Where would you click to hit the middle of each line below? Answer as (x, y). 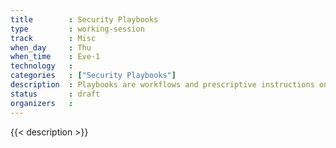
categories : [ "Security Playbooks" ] (93, 76)
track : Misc (53, 38)
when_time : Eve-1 (55, 57)
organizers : (42, 103)
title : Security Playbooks (84, 19)
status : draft (55, 94)
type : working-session (77, 29)
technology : (42, 66)
